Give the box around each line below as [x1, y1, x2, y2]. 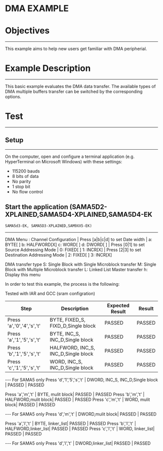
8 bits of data [12, 173, 39, 179]
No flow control [12, 189, 43, 194]
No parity [12, 178, 31, 184]
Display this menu [5, 272, 41, 278]
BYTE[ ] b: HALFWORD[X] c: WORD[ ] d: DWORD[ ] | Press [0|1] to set [5, 242, 145, 247]
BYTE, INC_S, [49, 330, 80, 337]
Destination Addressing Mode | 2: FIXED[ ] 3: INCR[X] [5, 252, 113, 258]
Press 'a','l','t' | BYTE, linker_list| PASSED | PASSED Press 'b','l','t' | [5, 420, 136, 426]
